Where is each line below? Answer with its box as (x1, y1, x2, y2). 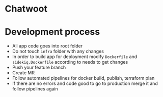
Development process (5, 26, 100, 38)
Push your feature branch (12, 64, 66, 71)
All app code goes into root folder (12, 43, 83, 49)
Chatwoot (5, 3, 48, 15)
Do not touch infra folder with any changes (12, 48, 104, 55)
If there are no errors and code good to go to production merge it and (12, 80, 158, 86)
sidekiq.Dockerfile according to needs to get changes (12, 59, 128, 65)
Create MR (12, 70, 35, 76)
